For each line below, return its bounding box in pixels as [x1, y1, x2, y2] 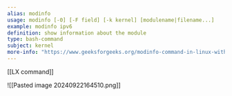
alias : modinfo [7, 10, 51, 17]
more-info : [7, 49, 39, 56]
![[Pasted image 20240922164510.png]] [7, 81, 121, 89]
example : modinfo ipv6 [7, 23, 72, 30]
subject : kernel [7, 42, 54, 49]
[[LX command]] [7, 67, 54, 76]
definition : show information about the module [7, 29, 147, 37]
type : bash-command [7, 36, 64, 43]
